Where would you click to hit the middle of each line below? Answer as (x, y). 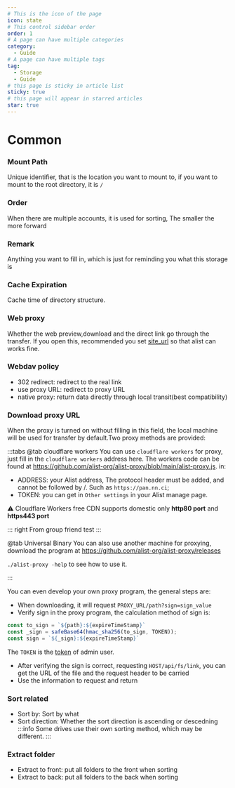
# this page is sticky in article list (66, 86)
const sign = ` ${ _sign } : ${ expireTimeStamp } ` (73, 638)
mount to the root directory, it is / (55, 185)
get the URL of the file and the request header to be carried (103, 673)
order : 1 (20, 33)
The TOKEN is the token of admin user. (61, 652)
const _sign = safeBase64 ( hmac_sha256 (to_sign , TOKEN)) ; (92, 632)
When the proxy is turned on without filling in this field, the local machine (113, 431)
